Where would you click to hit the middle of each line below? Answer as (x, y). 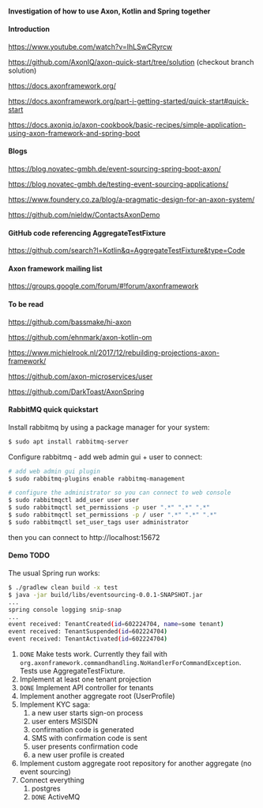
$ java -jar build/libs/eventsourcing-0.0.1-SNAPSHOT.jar (105, 595)
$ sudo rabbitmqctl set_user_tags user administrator (99, 522)
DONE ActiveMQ (56, 797)
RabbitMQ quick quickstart (53, 410)
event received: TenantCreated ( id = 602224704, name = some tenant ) (116, 625)
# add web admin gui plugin (54, 471)
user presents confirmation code (85, 746)
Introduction (29, 29)
